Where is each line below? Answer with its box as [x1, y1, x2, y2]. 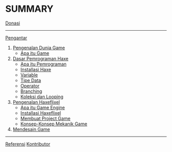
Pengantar [5, 34, 27, 41]
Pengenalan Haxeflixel [12, 99, 60, 105]
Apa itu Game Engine [20, 104, 65, 111]
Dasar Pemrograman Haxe [12, 55, 69, 61]
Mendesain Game [12, 126, 50, 132]
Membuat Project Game [20, 115, 71, 121]
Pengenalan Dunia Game [12, 45, 66, 51]
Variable [20, 72, 38, 78]
